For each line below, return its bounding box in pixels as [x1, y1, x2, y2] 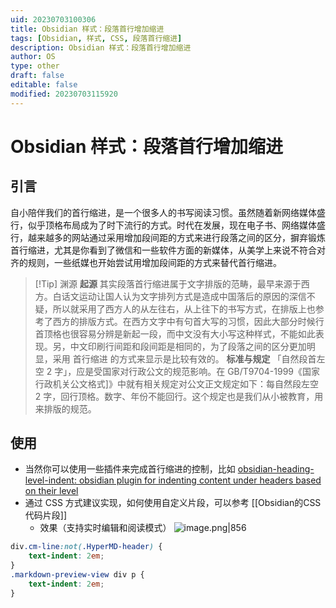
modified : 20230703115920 [10, 89, 118, 99]
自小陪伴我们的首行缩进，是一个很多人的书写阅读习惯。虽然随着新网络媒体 [10, 206, 317, 218]
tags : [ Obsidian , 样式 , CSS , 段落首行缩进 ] [10, 33, 183, 43]
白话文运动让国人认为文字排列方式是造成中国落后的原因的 [52, 290, 290, 302]
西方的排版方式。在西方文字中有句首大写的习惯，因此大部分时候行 [52, 315, 325, 327]
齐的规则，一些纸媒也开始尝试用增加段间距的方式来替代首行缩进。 [10, 256, 282, 268]
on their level [24, 485, 79, 497]
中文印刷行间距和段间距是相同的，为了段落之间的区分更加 [69, 340, 307, 352]
